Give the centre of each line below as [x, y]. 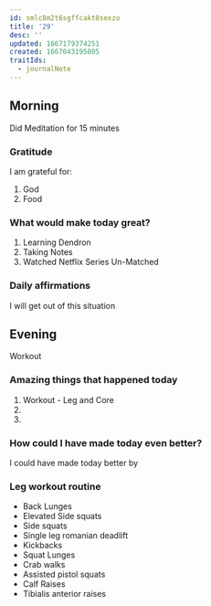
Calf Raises [44, 584]
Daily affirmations [50, 286]
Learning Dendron [57, 242]
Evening [33, 334]
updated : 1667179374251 [55, 43]
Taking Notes [47, 252]
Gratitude [31, 152]
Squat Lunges [49, 555]
